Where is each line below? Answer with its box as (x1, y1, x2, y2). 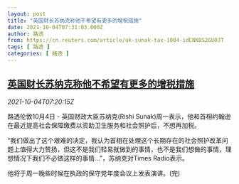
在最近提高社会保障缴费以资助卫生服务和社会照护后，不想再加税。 (7, 121, 201, 129)
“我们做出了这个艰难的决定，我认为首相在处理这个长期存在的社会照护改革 (7, 136, 223, 144)
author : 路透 (7, 30, 44, 38)
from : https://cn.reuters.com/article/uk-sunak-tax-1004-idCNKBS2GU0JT (7, 37, 224, 44)
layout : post (7, 10, 46, 18)
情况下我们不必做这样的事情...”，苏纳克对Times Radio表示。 (13, 153, 188, 162)
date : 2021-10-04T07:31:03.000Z (7, 23, 103, 31)
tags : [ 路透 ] (7, 43, 51, 50)
